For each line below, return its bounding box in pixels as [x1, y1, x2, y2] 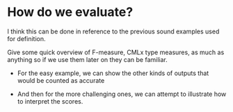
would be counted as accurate [17, 76, 105, 84]
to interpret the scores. [17, 97, 83, 105]
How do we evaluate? [7, 4, 134, 20]
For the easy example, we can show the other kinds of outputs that [17, 69, 209, 77]
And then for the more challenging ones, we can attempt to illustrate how [17, 90, 227, 98]
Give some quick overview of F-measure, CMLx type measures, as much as [7, 48, 225, 56]
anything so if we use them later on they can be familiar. [7, 55, 168, 63]
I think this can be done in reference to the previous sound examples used [7, 27, 220, 35]
